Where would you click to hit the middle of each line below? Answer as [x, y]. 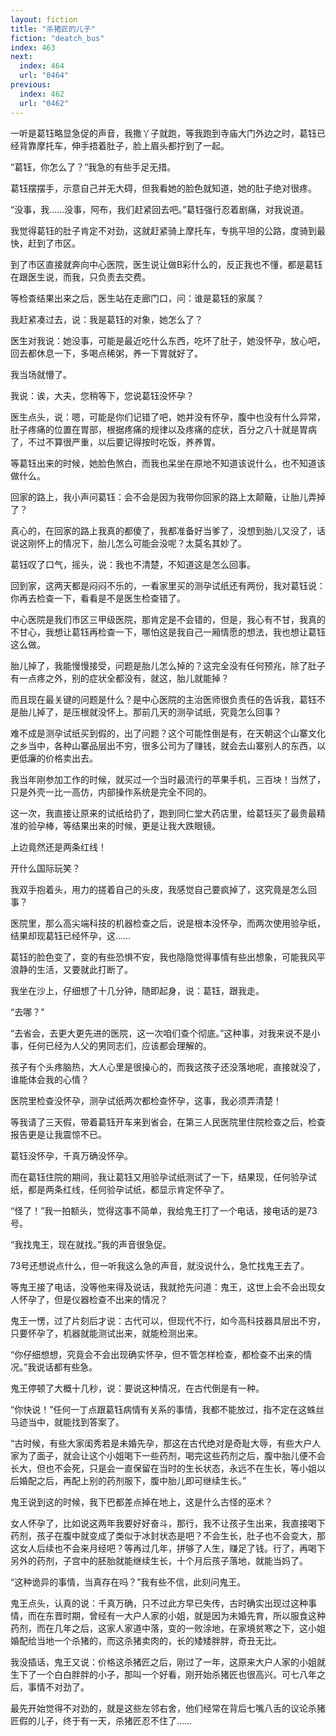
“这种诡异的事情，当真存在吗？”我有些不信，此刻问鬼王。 [128, 1582]
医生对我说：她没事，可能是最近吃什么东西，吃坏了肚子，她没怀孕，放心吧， [168, 340]
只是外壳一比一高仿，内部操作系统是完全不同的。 [111, 792]
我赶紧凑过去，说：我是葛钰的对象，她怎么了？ [106, 319]
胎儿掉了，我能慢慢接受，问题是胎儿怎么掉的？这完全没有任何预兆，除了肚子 [168, 665]
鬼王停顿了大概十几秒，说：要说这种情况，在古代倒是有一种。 [137, 1388]
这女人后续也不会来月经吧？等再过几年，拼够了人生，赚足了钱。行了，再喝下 [168, 1548]
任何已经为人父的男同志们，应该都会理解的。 [119, 1045]
